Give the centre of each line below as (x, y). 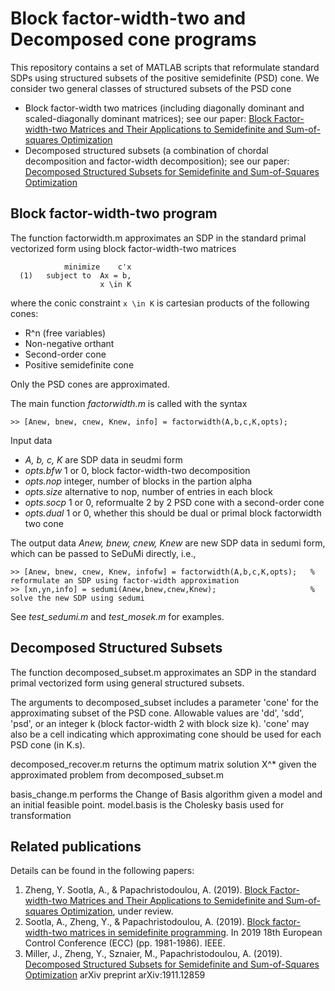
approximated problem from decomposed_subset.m (117, 774)
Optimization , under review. (117, 911)
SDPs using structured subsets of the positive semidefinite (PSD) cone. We (165, 78)
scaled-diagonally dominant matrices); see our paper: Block (148, 118)
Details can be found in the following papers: (102, 871)
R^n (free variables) (65, 333)
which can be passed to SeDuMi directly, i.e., (103, 553)
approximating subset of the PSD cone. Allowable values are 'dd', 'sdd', (157, 713)
